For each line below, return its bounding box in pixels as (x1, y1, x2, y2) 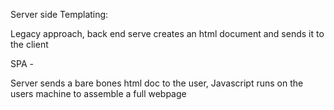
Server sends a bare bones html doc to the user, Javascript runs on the (10, 77, 304, 89)
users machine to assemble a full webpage (10, 88, 187, 99)
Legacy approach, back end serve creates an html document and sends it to (10, 28, 325, 39)
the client (10, 39, 49, 50)
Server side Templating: (10, 9, 109, 20)
